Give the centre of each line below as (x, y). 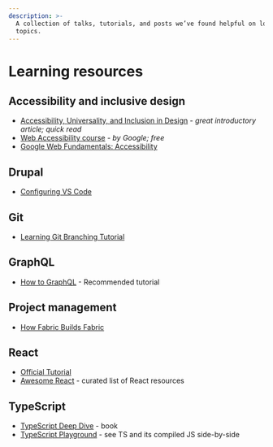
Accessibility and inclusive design (97, 101)
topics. (29, 31)
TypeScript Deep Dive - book (69, 426)
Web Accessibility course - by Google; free (92, 138)
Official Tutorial (45, 372)
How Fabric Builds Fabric (62, 327)
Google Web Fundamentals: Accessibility (89, 146)
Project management (63, 308)
